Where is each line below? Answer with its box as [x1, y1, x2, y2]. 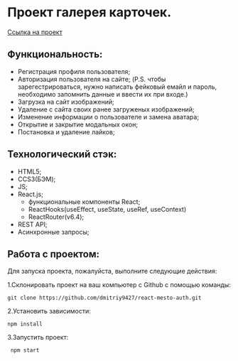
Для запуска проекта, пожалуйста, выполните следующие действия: [7, 267, 217, 276]
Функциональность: [7, 48, 103, 60]
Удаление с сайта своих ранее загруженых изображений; [17, 104, 195, 114]
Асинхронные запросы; [17, 227, 90, 236]
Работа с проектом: [7, 248, 100, 260]
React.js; [17, 190, 44, 198]
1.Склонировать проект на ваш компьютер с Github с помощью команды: [7, 281, 231, 289]
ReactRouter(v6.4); [28, 212, 85, 221]
